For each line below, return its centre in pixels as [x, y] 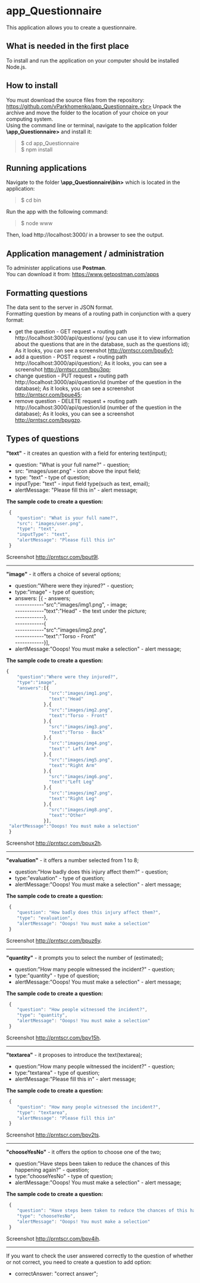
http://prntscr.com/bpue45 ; [48, 395]
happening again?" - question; [52, 1170]
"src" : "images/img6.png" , [81, 776]
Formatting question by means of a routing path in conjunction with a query [99, 313]
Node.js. [16, 67]
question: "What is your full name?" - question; [72, 464]
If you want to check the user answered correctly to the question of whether [100, 1256]
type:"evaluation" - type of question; [60, 878]
